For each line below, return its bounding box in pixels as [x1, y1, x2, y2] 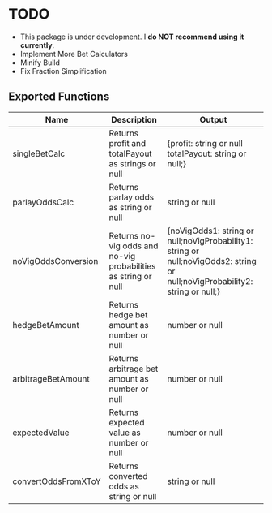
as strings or [108, 157, 156, 169]
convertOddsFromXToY [12, 476, 101, 487]
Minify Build [19, 58, 61, 67]
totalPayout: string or [167, 148, 247, 159]
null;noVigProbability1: [167, 235, 253, 246]
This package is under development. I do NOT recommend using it [19, 32, 244, 41]
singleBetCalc [12, 148, 66, 159]
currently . [19, 40, 55, 50]
